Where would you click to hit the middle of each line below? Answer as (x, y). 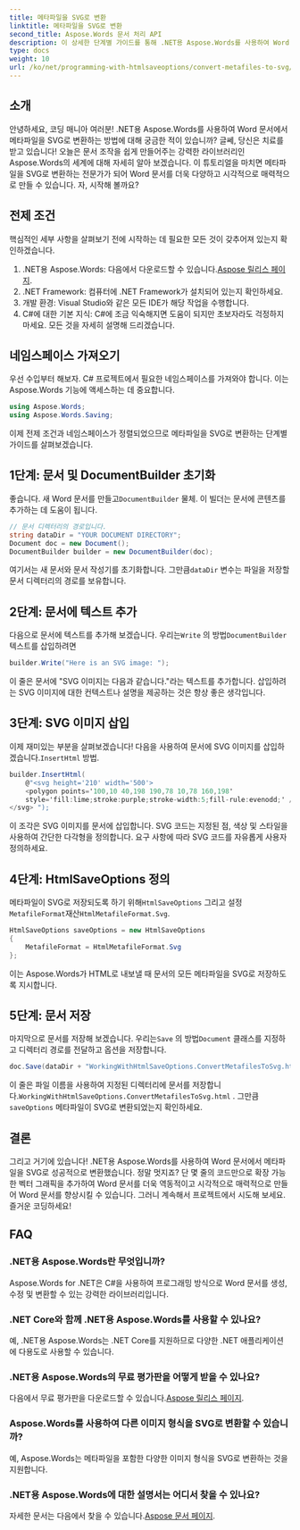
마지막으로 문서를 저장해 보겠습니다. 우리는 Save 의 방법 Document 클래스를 (136, 1039)
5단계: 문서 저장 (50, 1015)
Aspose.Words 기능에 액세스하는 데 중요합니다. (92, 390)
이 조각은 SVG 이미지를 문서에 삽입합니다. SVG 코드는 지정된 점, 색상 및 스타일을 (149, 826)
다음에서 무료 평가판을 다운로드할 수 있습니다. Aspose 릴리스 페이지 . (127, 1398)
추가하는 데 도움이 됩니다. (54, 509)
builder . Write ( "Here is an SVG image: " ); (89, 663)
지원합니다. (29, 1469)
